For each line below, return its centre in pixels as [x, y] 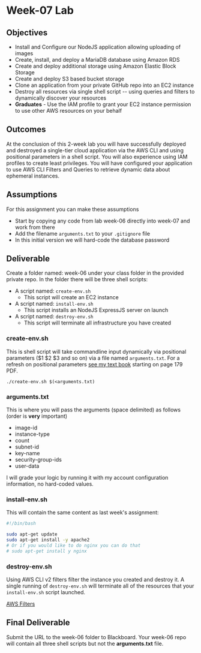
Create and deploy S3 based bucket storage [70, 79]
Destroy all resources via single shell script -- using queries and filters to [105, 91]
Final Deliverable [38, 623]
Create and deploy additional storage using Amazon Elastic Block [95, 66]
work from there [35, 227]
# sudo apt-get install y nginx [46, 551]
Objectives [27, 33]
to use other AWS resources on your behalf [68, 111]
